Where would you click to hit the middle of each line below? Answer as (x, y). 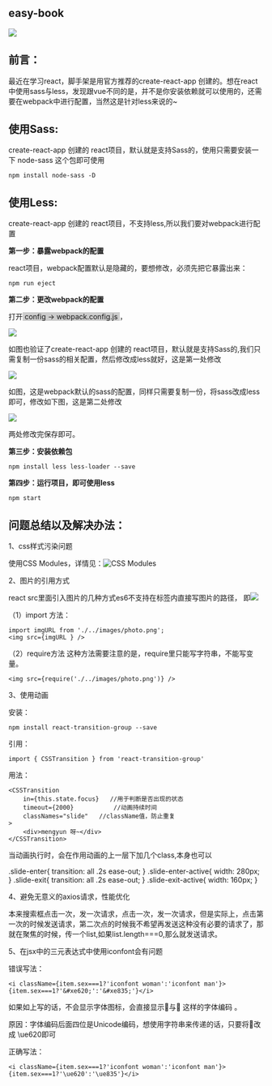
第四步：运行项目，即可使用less (62, 483)
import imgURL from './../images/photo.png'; (86, 631)
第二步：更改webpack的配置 (56, 300)
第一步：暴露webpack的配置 (56, 251)
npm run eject (32, 284)
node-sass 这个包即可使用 (61, 160)
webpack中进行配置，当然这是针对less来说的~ (100, 101)
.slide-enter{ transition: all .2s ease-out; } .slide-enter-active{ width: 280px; (134, 871)
